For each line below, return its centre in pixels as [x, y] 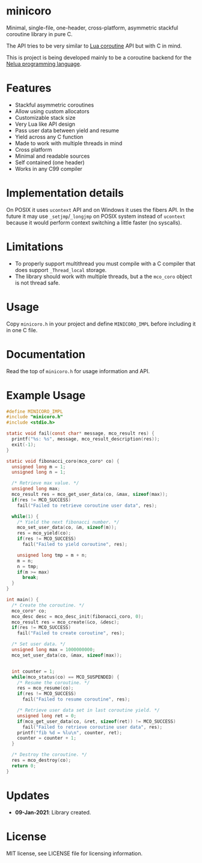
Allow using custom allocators [52, 111]
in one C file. [22, 330]
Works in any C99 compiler [49, 169]
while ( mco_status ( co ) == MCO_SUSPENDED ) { [66, 677]
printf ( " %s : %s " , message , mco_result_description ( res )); [86, 439]
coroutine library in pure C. [40, 34]
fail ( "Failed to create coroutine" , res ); [71, 633]
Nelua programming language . [44, 64]
